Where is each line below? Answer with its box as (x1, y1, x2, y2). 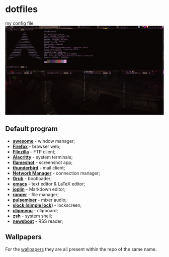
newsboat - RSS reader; (12, 218, 63, 224)
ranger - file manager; (12, 191, 59, 197)
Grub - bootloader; (12, 175, 52, 182)
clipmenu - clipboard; (12, 207, 58, 213)
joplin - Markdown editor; (12, 186, 66, 192)
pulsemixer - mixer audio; (12, 197, 67, 203)
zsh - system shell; (12, 213, 52, 219)
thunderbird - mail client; (12, 164, 65, 170)
